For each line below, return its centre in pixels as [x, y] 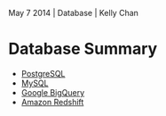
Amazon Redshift [52, 102]
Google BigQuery [53, 92]
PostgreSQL [43, 73]
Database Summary [83, 49]
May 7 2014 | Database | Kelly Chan [74, 13]
